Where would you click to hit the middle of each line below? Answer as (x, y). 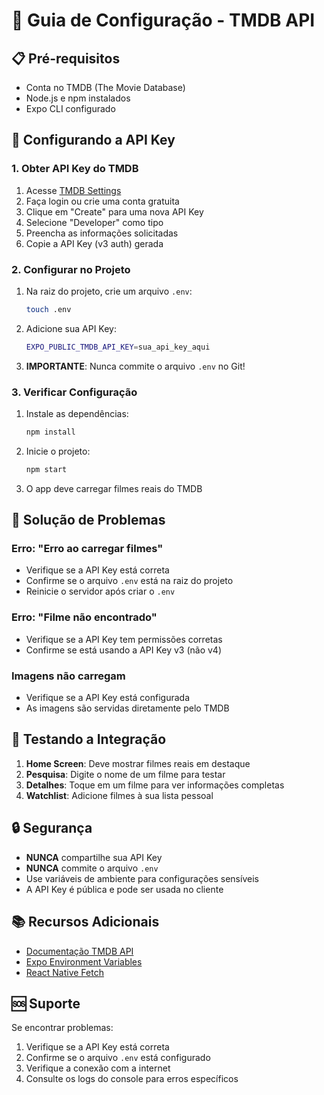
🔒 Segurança (52, 828)
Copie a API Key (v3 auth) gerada (94, 243)
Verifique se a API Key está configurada (108, 698)
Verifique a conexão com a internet (98, 1068)
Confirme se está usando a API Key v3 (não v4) (123, 650)
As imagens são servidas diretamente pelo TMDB (127, 708)
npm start (46, 469)
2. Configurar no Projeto (71, 269)
